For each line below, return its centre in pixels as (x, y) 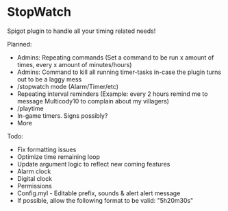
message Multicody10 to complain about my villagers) (93, 101)
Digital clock (35, 178)
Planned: (20, 44)
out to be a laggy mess (49, 79)
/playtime (30, 108)
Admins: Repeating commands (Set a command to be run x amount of (115, 57)
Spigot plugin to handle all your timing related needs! (81, 31)
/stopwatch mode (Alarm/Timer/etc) (67, 86)
